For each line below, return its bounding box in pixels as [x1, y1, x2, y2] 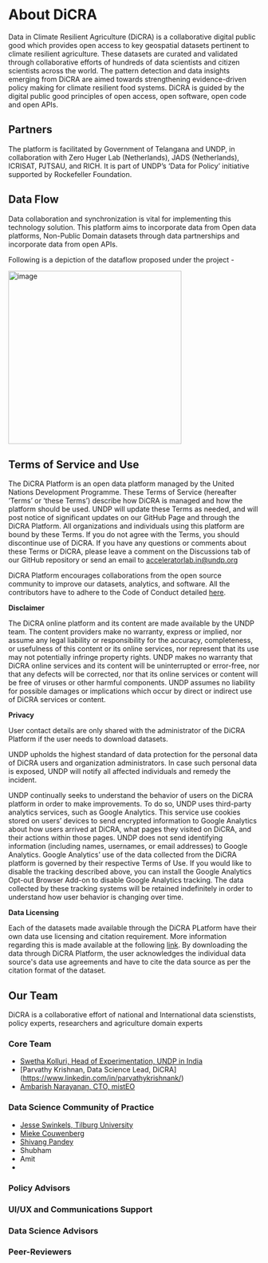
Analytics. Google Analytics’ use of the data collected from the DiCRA [8, 850, 237, 859]
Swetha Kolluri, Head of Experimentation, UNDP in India [19, 1056, 203, 1066]
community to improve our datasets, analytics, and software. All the [8, 579, 231, 589]
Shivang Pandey [19, 1137, 74, 1147]
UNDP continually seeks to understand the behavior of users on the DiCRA [8, 791, 254, 800]
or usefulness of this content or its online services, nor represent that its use [8, 644, 259, 653]
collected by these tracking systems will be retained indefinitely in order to [8, 884, 254, 894]
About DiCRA [8, 6, 97, 24]
